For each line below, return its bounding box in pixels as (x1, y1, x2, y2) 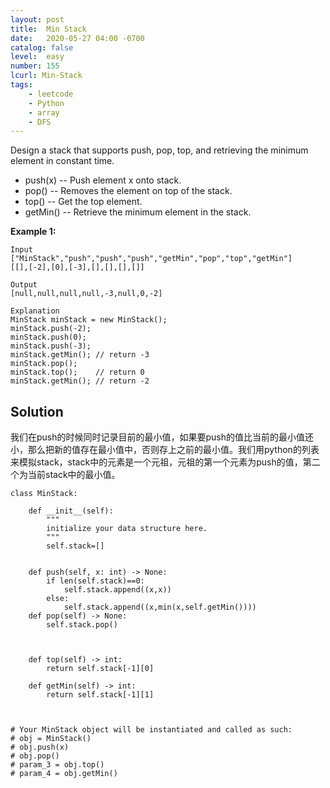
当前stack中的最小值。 (27, 469, 121, 481)
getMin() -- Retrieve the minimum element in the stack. (24, 206, 252, 218)
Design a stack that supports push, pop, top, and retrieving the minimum (10, 144, 309, 156)
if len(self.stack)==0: (46, 576, 145, 586)
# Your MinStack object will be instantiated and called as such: (10, 725, 293, 735)
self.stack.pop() (46, 620, 118, 630)
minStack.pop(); (10, 359, 78, 369)
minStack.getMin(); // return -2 (10, 376, 150, 386)
